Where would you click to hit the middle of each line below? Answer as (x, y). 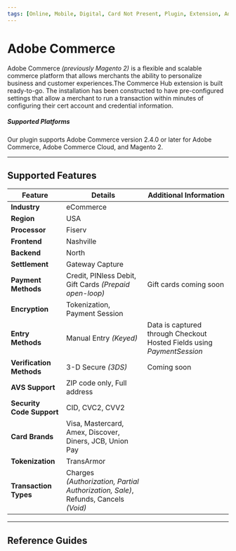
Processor (28, 230)
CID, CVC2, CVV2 (96, 407)
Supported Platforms (39, 122)
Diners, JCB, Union (97, 441)
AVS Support (33, 388)
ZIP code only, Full (97, 383)
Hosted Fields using (180, 343)
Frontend (26, 241)
